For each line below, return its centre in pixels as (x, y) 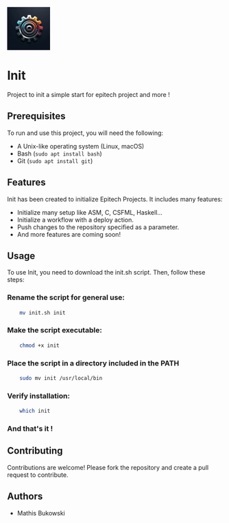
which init (35, 411)
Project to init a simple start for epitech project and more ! (88, 94)
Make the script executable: (55, 330)
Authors (25, 497)
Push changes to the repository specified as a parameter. (98, 227)
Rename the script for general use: (66, 297)
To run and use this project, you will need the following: (85, 133)
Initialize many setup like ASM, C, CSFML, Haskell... (90, 212)
